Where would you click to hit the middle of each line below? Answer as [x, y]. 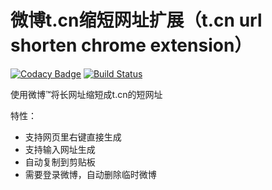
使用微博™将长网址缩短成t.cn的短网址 [86, 94]
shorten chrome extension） [131, 45]
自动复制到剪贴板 [60, 162]
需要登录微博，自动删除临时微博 [90, 174]
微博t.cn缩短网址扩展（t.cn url [136, 20]
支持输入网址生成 [60, 149]
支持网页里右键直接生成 [73, 137]
